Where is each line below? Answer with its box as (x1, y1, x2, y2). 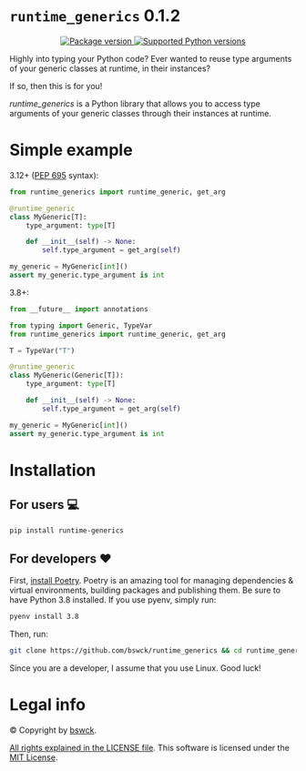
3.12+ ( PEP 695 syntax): (9, 169, 99, 180)
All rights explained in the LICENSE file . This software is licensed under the (9, 742, 290, 753)
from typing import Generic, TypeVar (9, 320, 153, 330)
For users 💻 (9, 497, 80, 512)
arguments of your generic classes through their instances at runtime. (9, 107, 271, 118)
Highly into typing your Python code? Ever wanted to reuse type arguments (9, 53, 292, 64)
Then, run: (9, 629, 48, 640)
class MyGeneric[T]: (9, 212, 88, 221)
